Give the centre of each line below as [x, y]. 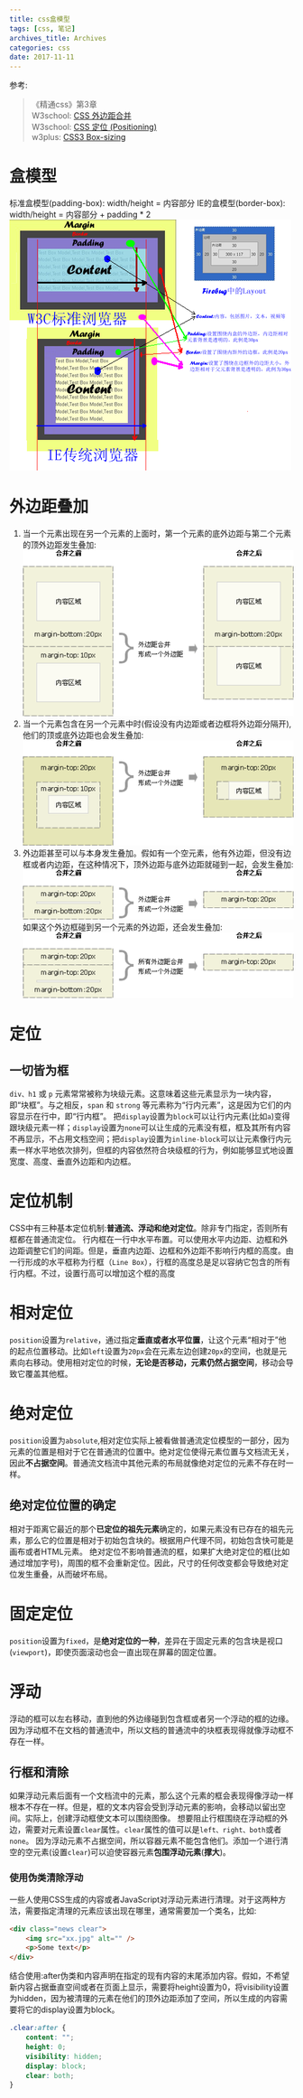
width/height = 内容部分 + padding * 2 [80, 215]
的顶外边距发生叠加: [59, 545]
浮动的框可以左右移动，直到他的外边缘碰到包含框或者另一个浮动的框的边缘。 [151, 1719]
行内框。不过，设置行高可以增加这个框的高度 [92, 1273]
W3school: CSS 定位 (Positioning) [94, 127]
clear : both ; [50, 2075]
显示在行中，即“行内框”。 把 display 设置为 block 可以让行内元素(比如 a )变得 [153, 1117]
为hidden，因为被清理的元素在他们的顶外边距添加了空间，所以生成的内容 [145, 1999]
